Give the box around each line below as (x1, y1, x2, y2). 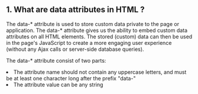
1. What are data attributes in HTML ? (6, 5, 145, 15)
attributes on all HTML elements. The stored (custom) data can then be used (6, 33, 193, 40)
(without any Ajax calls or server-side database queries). (6, 46, 144, 53)
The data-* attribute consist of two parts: (6, 57, 106, 64)
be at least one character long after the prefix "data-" (6, 74, 136, 82)
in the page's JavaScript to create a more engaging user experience (6, 39, 172, 46)
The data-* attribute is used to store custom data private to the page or (6, 20, 179, 27)
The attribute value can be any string (14, 81, 103, 88)
